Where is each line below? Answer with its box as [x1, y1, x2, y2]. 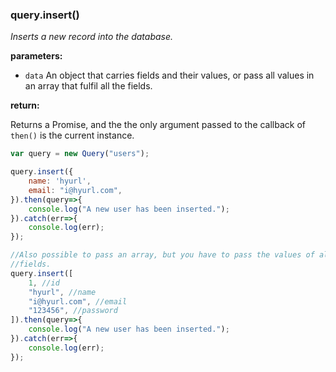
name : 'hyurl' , [28, 176, 92, 187]
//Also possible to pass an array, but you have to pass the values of [10, 250, 315, 260]
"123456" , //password [28, 306, 118, 316]
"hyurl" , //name [28, 287, 97, 297]
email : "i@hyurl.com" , [28, 185, 123, 195]
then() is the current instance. [10, 129, 135, 142]
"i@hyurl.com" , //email [28, 296, 128, 307]
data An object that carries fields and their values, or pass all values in [24, 69, 315, 82]
